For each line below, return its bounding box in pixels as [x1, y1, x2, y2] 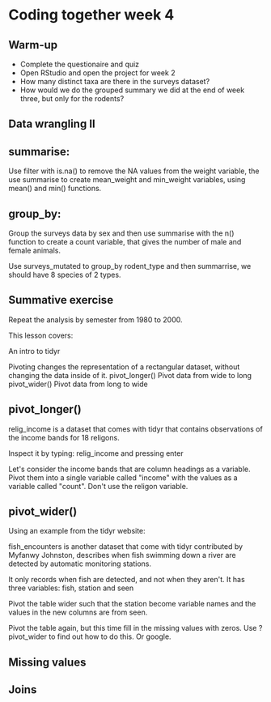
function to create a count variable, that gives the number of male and [8, 237, 242, 247]
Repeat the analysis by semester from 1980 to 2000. [8, 314, 183, 325]
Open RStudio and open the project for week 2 [19, 68, 176, 78]
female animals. [8, 245, 61, 256]
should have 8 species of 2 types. [8, 270, 121, 280]
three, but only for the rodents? [19, 94, 125, 103]
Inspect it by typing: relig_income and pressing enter [8, 448, 184, 458]
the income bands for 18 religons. [8, 432, 120, 442]
